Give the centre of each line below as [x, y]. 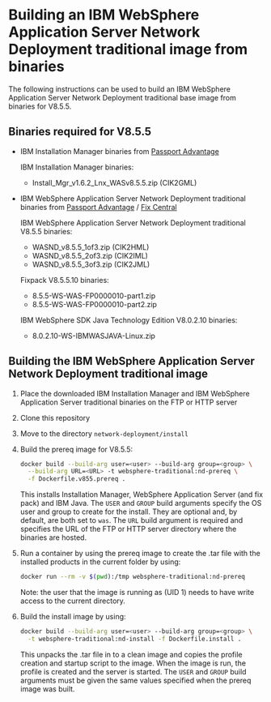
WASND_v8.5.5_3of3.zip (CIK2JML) [91, 264]
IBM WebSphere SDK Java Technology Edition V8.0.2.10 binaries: [129, 320]
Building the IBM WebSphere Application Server [131, 361]
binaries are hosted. [53, 537]
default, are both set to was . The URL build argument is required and [131, 520]
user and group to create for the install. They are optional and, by [129, 512]
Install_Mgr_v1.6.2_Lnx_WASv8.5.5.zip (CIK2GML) [114, 182]
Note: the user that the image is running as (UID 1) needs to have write [137, 593]
